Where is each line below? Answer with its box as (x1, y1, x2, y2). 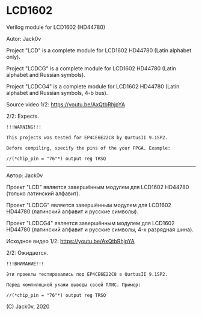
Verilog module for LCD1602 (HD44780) (6, 23, 106, 31)
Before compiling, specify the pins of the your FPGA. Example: (6, 145, 171, 151)
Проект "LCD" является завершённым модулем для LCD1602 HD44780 (6, 183, 189, 190)
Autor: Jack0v (6, 35, 41, 42)
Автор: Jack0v (6, 172, 43, 179)
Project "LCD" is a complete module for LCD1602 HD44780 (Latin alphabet (6, 46, 192, 54)
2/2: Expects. (6, 112, 39, 120)
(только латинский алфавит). (6, 190, 80, 197)
